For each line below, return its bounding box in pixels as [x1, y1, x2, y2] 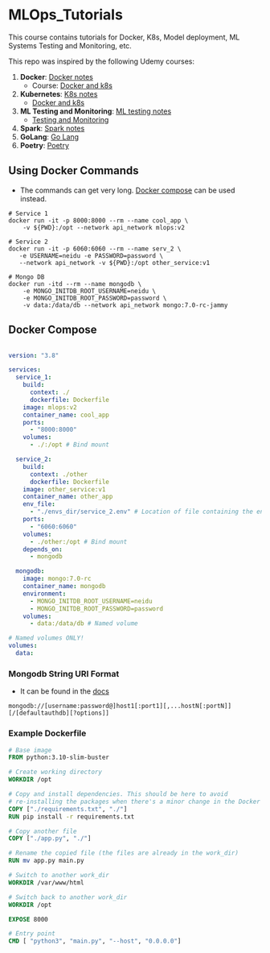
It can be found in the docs [19, 686, 110, 696]
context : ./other [29, 470, 88, 479]
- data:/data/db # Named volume [29, 619, 138, 628]
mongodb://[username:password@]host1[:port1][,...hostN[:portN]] [8, 702, 231, 711]
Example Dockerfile [8, 727, 87, 739]
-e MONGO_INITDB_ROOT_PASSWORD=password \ [22, 294, 167, 302]
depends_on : [22, 545, 63, 553]
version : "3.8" [8, 351, 59, 359]
